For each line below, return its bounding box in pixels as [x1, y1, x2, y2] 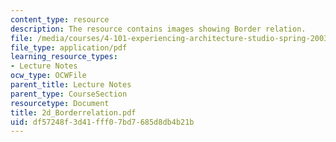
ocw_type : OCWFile [10, 71, 87, 81]
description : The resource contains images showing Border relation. [10, 24, 307, 34]
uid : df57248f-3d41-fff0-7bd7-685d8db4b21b [10, 117, 195, 127]
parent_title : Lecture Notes [10, 80, 132, 90]
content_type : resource [10, 14, 110, 25]
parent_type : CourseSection [10, 89, 128, 99]
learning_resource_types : [10, 52, 118, 62]
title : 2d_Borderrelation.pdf [10, 107, 137, 118]
